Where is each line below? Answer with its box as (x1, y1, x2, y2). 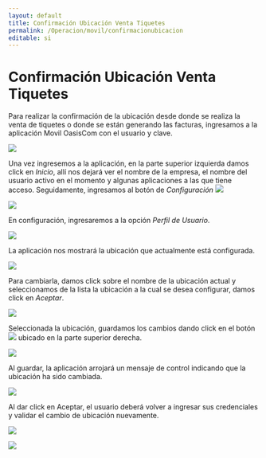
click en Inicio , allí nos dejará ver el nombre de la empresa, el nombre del (8, 167, 248, 177)
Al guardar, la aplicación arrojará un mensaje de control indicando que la (8, 363, 246, 373)
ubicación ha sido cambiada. (8, 372, 103, 382)
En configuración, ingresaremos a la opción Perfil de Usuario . (8, 216, 210, 225)
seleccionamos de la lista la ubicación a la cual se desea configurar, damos (8, 284, 256, 295)
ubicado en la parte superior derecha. (18, 333, 143, 343)
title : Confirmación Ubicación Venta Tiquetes (8, 19, 166, 27)
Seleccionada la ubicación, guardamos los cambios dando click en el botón (8, 323, 256, 333)
